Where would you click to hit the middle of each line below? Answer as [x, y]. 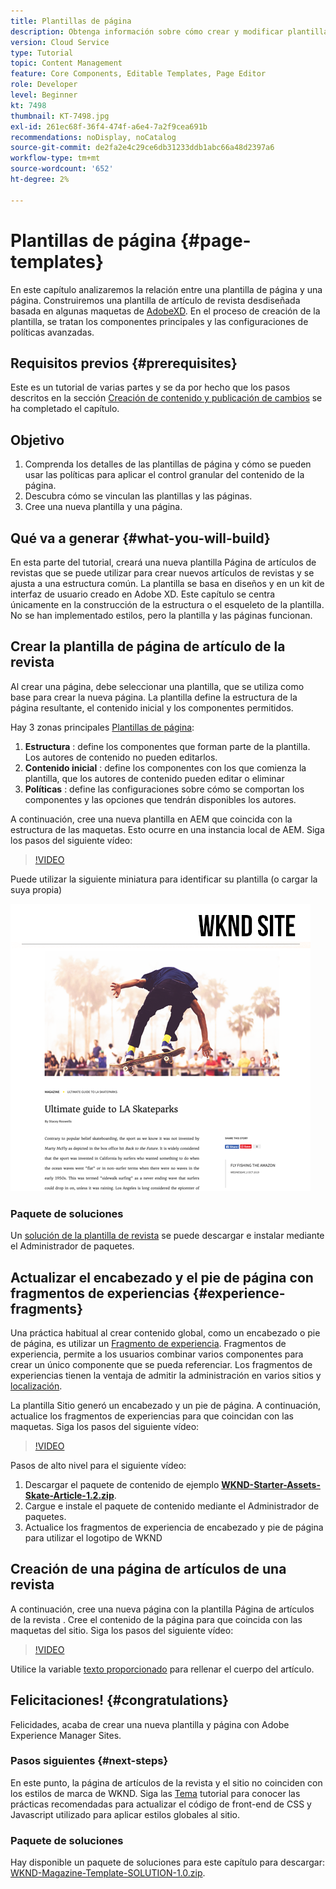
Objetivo [37, 440]
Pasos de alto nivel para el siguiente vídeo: [98, 1465]
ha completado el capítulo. [65, 409]
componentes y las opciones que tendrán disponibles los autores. [160, 799]
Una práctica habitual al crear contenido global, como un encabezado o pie [165, 1332]
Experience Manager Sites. [66, 1735]
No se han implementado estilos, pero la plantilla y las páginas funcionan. [161, 615]
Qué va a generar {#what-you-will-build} [140, 538]
